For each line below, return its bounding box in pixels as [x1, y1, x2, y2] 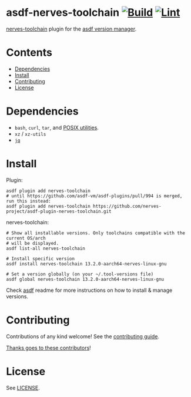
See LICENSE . [6, 384, 40, 391]
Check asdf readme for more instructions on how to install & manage [6, 287, 173, 294]
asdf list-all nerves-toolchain [6, 245, 85, 251]
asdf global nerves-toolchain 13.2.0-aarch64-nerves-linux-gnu [6, 276, 165, 282]
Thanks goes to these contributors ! [6, 344, 91, 351]
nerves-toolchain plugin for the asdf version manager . [6, 25, 137, 32]
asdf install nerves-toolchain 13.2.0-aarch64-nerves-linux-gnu [6, 261, 167, 267]
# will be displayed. [6, 240, 59, 246]
